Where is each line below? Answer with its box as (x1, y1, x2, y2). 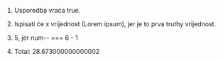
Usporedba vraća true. (13, 6, 81, 14)
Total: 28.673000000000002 (13, 48, 100, 55)
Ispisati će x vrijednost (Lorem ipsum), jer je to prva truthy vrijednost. (13, 20, 217, 28)
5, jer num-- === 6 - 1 (13, 33, 78, 42)
